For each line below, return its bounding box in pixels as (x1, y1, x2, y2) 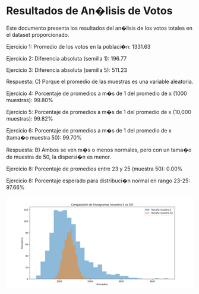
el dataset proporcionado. (6, 31, 70, 38)
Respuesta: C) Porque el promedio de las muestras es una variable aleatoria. (6, 78, 194, 85)
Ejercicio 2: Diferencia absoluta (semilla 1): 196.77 (6, 55, 127, 62)
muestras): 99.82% (6, 115, 53, 122)
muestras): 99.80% (6, 96, 53, 103)
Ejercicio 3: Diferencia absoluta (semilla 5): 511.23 (6, 66, 128, 74)
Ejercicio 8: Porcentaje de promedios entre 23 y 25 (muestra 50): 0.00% (6, 165, 183, 172)
